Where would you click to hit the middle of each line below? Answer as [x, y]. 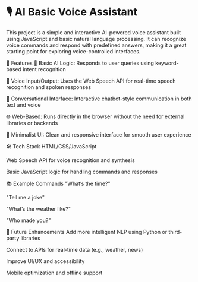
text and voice [23, 104]
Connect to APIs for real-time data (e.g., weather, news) [75, 249]
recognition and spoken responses [48, 87]
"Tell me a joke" [26, 197]
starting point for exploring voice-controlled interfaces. [73, 51]
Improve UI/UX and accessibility [45, 261]
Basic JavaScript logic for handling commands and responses [82, 172]
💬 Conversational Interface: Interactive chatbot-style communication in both [99, 99]
